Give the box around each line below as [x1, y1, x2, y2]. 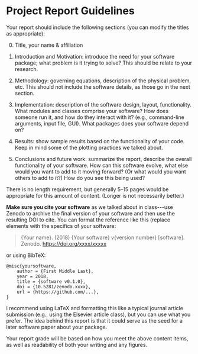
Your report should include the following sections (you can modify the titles [6, 24, 189, 31]
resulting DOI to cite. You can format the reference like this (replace [6, 216, 170, 223]
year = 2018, [17, 273, 49, 279]
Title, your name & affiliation [14, 41, 83, 49]
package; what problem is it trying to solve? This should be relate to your [14, 59, 193, 66]
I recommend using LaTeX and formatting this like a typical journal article [6, 304, 183, 311]
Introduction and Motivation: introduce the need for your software [14, 53, 175, 60]
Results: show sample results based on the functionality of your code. [14, 137, 185, 144]
